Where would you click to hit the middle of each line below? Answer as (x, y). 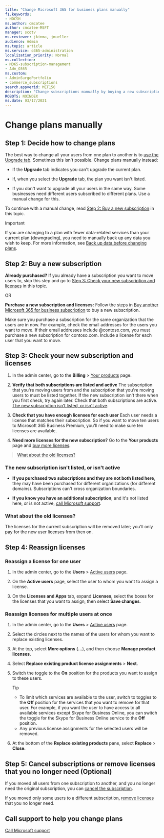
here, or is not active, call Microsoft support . (57, 503)
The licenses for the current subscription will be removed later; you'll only (79, 527)
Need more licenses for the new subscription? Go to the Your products (85, 440)
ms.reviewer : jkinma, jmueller (37, 37)
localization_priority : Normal (37, 55)
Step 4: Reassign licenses (45, 547)
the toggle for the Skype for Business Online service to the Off (82, 718)
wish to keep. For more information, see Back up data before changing (76, 243)
